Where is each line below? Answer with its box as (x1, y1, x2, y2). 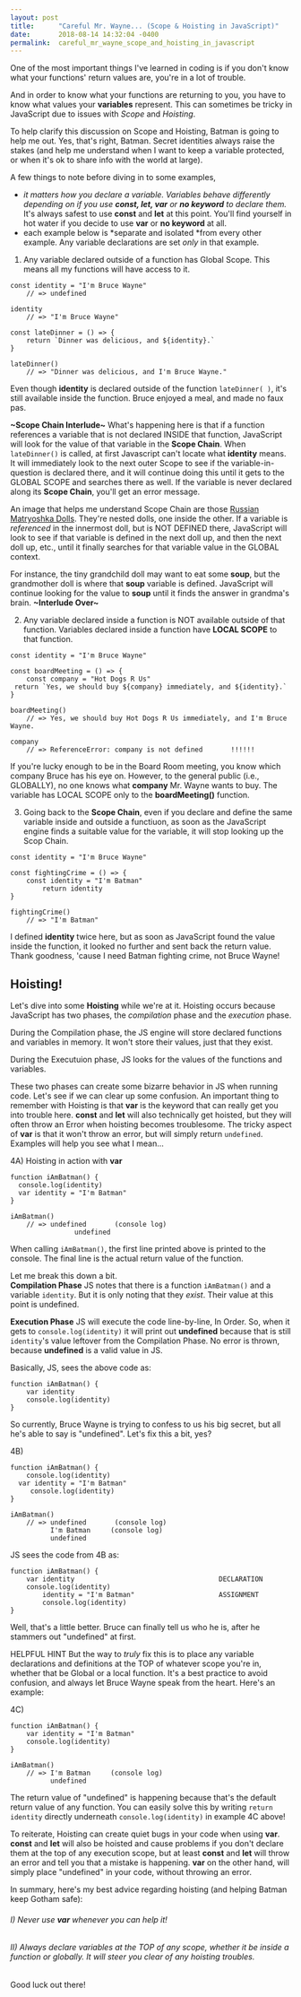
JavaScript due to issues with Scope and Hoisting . (10, 109, 196, 119)
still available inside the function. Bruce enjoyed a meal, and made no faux (10, 393, 284, 404)
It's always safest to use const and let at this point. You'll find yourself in (22, 208, 292, 220)
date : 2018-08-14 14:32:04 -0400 (10, 30, 159, 39)
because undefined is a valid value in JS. (10, 1345, 163, 1356)
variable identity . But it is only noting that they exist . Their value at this (10, 1289, 274, 1300)
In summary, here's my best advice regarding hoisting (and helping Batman (10, 1884, 288, 1895)
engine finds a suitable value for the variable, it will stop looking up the (22, 826, 284, 837)
